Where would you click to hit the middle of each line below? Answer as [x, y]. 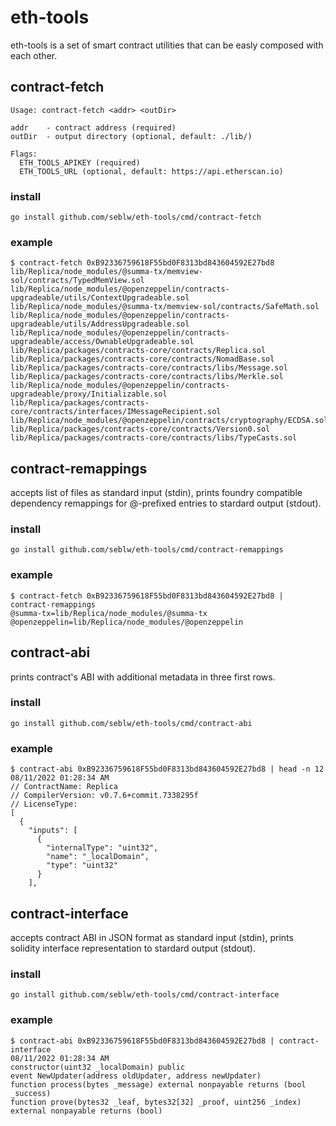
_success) [31, 1093]
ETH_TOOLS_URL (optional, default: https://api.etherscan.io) [151, 171]
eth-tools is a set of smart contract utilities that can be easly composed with [167, 45]
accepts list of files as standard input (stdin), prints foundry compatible [156, 493]
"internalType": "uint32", [102, 848]
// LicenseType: [44, 804]
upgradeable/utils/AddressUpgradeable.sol [100, 324]
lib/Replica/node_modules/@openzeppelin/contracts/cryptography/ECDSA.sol [169, 421]
